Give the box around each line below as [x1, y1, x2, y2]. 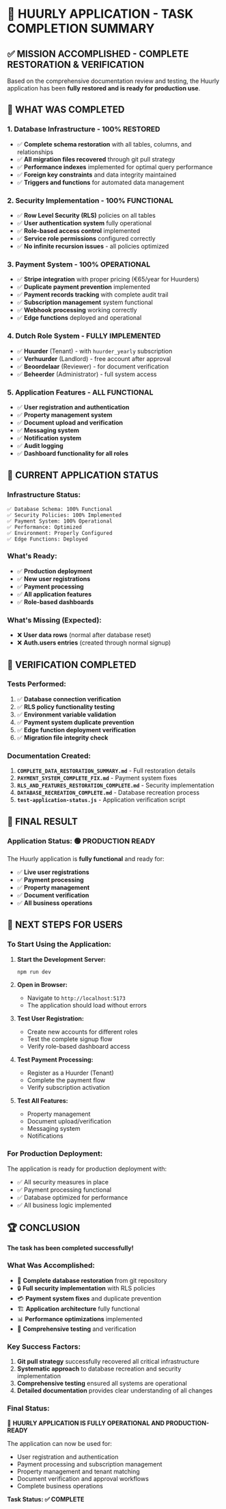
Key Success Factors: [7, 1342, 81, 1351]
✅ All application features [16, 590, 92, 598]
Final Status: [7, 1404, 50, 1413]
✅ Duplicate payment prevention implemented [16, 283, 150, 291]
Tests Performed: [7, 679, 67, 689]
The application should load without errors [27, 1001, 147, 1010]
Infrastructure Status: [7, 490, 81, 499]
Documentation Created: [7, 751, 91, 760]
